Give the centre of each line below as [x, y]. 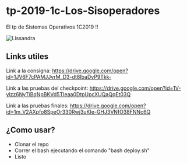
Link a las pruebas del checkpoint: [47, 88]
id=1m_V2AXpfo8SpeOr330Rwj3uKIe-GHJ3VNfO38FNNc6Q [78, 111]
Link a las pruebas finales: [37, 106]
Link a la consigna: [29, 71]
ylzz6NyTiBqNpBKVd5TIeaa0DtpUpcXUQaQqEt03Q [68, 94]
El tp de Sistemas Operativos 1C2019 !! [52, 27]
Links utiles [27, 57]
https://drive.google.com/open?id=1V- [135, 88]
